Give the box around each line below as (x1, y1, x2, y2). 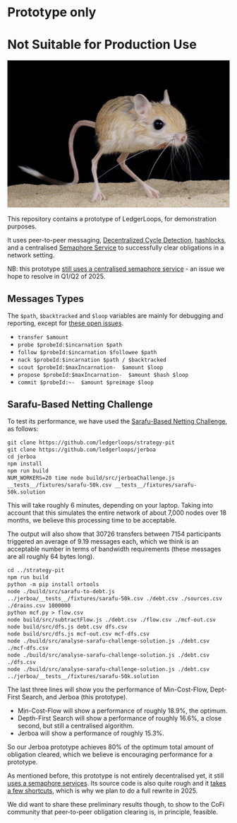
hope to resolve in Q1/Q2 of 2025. (7, 272, 106, 281)
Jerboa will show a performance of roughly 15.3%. (17, 729, 164, 737)
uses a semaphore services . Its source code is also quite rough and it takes (7, 778, 226, 787)
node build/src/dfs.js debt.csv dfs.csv (7, 623, 128, 630)
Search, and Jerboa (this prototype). (21, 692, 128, 701)
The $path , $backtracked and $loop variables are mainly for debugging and (7, 312, 224, 320)
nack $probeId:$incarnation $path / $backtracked (17, 356, 167, 364)
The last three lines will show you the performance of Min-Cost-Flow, (7, 685, 209, 694)
